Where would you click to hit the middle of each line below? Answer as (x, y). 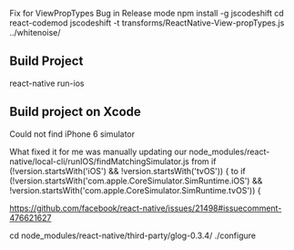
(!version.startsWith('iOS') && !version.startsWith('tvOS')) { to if (127, 171)
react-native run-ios (47, 83)
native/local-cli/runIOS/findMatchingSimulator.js (99, 161)
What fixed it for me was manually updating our (98, 151)
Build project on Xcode (75, 112)
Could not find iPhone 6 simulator (72, 134)
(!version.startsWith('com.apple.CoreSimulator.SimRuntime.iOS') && (136, 181)
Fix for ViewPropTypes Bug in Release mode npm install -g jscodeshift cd (147, 13)
